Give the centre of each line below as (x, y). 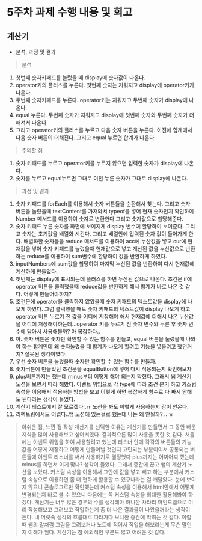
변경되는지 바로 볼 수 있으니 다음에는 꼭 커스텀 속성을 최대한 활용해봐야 (104, 494)
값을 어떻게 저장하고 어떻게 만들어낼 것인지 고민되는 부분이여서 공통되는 (105, 449)
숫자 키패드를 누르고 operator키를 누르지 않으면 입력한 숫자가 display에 (99, 163)
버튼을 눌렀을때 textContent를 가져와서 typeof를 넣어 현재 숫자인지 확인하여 (105, 211)
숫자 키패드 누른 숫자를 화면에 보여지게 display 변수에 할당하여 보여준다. (99, 226)
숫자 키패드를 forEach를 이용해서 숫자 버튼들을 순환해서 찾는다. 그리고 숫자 (103, 204)
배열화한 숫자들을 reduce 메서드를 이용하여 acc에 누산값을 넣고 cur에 (105, 241)
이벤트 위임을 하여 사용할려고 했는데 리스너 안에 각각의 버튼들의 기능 (112, 442)
